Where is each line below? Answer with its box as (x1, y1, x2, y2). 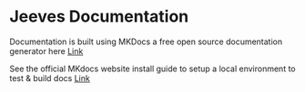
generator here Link (9, 45, 84, 56)
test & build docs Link (9, 72, 91, 83)
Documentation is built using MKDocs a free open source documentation (9, 36, 283, 47)
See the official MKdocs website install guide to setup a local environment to (9, 63, 296, 74)
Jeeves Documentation (9, 6, 189, 27)
